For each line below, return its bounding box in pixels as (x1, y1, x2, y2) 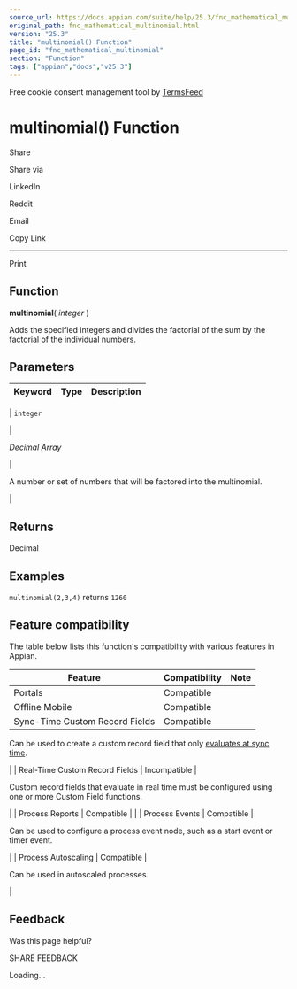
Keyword (13, 386, 53, 398)
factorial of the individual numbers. (9, 334, 137, 344)
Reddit (9, 198, 34, 209)
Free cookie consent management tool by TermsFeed (9, 86, 203, 97)
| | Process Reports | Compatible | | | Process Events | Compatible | (9, 807, 254, 819)
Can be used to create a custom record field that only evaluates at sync (9, 738, 270, 748)
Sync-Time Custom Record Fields (13, 715, 156, 727)
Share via (9, 164, 44, 174)
